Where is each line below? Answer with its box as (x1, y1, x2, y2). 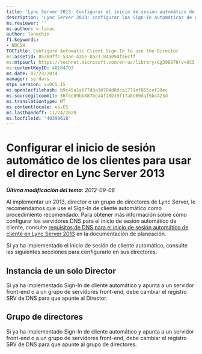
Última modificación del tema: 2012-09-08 (6, 187, 115, 194)
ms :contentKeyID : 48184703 (6, 64, 74, 71)
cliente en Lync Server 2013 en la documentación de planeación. (6, 230, 167, 238)
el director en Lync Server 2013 (6, 167, 165, 181)
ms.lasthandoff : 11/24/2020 (6, 110, 77, 116)
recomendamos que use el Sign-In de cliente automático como (6, 205, 162, 212)
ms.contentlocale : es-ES (6, 104, 69, 110)
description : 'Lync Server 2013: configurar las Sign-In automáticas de (6, 14, 192, 20)
